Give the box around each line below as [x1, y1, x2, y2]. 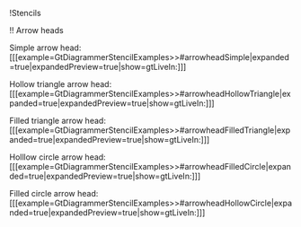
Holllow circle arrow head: [9, 152, 106, 162]
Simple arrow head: [9, 42, 82, 53]
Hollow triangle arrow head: [9, 79, 112, 89]
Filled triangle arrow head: [9, 116, 106, 126]
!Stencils [9, 8, 42, 18]
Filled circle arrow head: [9, 188, 99, 198]
